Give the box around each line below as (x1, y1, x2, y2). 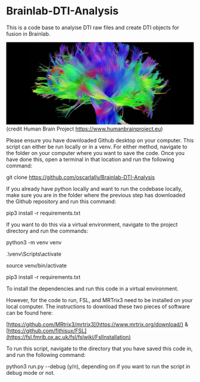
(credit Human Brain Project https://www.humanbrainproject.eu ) (6, 125, 163, 132)
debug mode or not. (6, 369, 55, 377)
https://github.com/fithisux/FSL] (8, 327, 87, 334)
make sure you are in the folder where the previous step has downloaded (6, 192, 186, 199)
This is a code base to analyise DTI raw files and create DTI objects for (6, 24, 180, 31)
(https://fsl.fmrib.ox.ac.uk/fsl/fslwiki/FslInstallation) (6, 334, 131, 341)
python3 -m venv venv (6, 239, 62, 246)
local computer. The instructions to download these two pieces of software (6, 303, 190, 310)
